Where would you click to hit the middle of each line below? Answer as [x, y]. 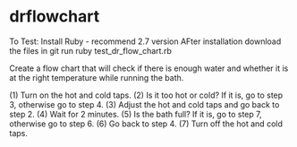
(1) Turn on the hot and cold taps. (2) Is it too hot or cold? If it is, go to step [146, 95]
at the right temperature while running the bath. [97, 77]
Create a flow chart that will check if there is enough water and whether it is [149, 68]
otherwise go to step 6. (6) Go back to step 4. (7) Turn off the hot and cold [146, 124]
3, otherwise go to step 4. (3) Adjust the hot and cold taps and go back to [144, 104]
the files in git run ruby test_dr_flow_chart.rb [90, 50]
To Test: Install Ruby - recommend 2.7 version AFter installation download [145, 41]
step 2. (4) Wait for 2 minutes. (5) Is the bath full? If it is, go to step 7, [136, 114]
